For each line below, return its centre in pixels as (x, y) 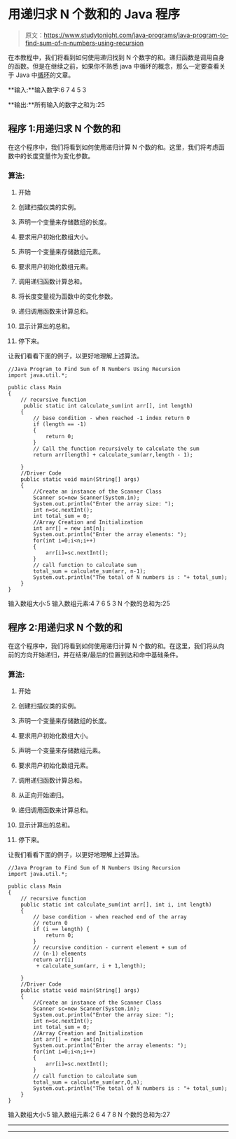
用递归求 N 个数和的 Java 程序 (94, 14)
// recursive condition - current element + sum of (110, 948)
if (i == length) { (62, 929)
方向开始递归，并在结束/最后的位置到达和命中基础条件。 (101, 655)
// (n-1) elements (60, 954)
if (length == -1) (60, 424)
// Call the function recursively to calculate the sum (116, 449)
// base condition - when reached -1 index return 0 (112, 418)
